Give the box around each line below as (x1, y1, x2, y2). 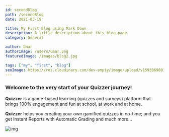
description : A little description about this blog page (5, 31, 127, 36)
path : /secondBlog (5, 12, 44, 17)
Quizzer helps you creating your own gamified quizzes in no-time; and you (5, 110, 160, 116)
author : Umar (5, 44, 33, 49)
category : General (5, 35, 44, 40)
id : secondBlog (5, 7, 37, 13)
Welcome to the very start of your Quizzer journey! (5, 84, 132, 91)
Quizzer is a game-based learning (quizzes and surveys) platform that (5, 95, 151, 101)
